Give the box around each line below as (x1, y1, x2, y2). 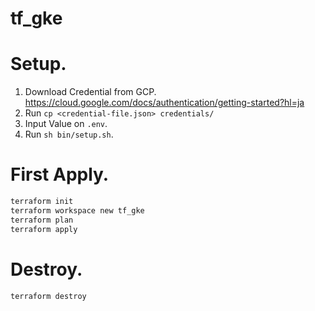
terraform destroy (10, 291, 87, 301)
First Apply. (10, 163, 110, 186)
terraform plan (10, 215, 74, 225)
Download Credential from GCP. (24, 86, 157, 98)
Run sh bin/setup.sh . (24, 128, 114, 141)
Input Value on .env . (24, 118, 108, 130)
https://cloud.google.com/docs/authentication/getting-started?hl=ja (24, 97, 305, 109)
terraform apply (10, 224, 78, 234)
